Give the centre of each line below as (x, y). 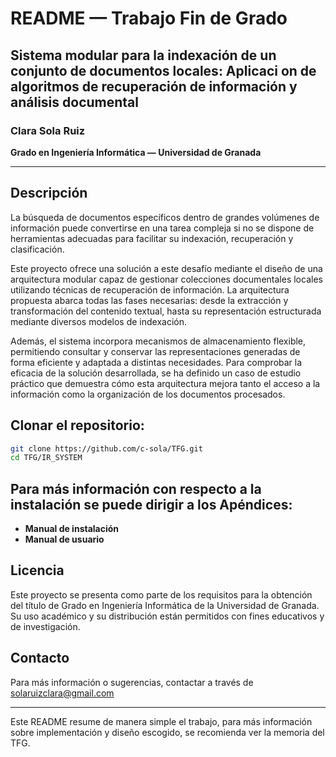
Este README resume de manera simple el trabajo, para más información (161, 721)
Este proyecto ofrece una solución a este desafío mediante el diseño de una (166, 268)
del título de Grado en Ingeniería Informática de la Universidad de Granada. (165, 605)
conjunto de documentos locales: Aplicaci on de (163, 70)
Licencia (37, 570)
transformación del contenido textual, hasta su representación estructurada (166, 311)
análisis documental (74, 102)
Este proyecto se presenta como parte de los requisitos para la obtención (161, 594)
